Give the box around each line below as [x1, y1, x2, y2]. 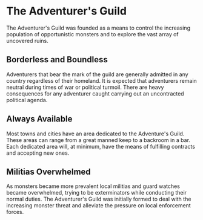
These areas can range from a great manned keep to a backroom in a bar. [6, 136, 191, 143]
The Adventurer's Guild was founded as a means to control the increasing [6, 24, 191, 31]
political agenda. [6, 96, 48, 103]
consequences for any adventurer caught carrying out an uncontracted [6, 89, 184, 97]
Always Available [6, 114, 73, 125]
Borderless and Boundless [6, 54, 108, 65]
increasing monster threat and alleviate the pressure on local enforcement [6, 202, 191, 209]
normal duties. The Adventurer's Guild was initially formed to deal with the [6, 195, 191, 203]
